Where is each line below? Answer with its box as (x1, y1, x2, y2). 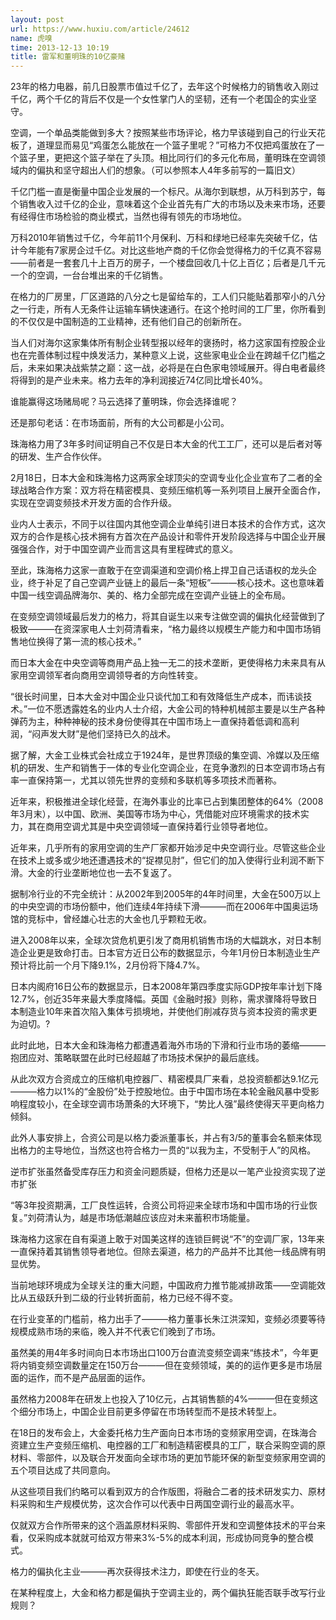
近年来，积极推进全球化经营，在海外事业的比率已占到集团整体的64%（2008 (10, 796, 324, 808)
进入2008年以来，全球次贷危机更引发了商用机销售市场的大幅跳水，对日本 (10, 934, 313, 946)
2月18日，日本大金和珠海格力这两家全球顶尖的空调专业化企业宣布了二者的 (10, 472, 314, 484)
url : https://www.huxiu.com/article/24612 (10, 24, 190, 34)
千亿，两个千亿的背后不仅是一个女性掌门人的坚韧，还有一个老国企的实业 (10, 93, 308, 105)
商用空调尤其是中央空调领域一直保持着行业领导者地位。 (44, 821, 273, 833)
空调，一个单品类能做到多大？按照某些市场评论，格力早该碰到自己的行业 (10, 127, 308, 139)
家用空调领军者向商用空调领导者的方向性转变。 (10, 669, 203, 681)
